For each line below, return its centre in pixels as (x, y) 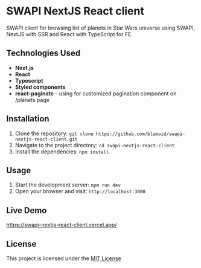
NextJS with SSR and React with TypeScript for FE (69, 34)
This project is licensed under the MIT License (64, 258)
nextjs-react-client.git (46, 139)
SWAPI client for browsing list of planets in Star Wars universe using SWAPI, (101, 28)
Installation (28, 119)
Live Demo (27, 210)
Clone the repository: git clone (54, 133)
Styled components (40, 87)
